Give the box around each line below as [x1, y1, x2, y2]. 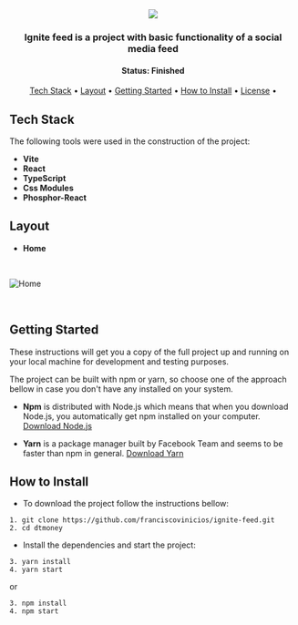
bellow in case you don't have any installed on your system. [9, 383, 234, 394]
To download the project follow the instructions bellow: [22, 498, 230, 509]
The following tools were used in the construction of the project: [9, 136, 251, 147]
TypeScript [22, 172, 67, 183]
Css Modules [22, 182, 75, 193]
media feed [127, 42, 180, 55]
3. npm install [9, 599, 67, 609]
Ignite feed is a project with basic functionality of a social [24, 31, 283, 44]
